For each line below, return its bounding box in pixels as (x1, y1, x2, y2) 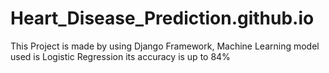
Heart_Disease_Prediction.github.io (10, 7, 315, 30)
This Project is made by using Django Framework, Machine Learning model (10, 40, 320, 52)
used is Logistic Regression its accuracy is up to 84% (10, 50, 231, 62)
